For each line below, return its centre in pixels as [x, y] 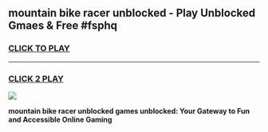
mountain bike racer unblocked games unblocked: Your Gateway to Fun [129, 110]
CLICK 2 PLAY [36, 78]
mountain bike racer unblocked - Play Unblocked [132, 13]
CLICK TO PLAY [39, 49]
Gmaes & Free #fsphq [63, 26]
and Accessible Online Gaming [60, 119]
